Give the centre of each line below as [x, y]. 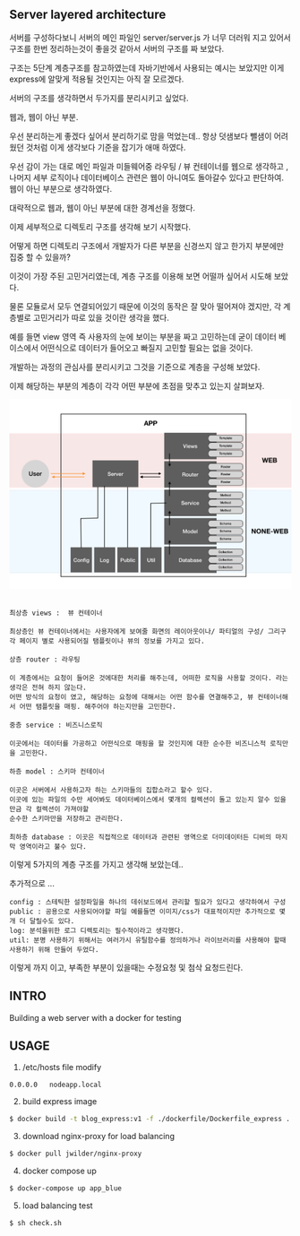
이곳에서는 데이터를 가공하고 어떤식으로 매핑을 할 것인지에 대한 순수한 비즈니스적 [138, 743]
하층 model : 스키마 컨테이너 [57, 771]
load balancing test [57, 1206]
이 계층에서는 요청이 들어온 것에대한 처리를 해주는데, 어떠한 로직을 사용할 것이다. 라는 [149, 678]
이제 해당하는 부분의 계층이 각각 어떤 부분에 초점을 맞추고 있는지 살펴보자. [137, 385]
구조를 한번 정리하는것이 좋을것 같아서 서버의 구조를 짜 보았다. [117, 48]
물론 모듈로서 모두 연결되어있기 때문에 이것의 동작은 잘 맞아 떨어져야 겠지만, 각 [146, 306]
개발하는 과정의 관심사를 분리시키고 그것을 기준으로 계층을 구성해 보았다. [135, 367]
